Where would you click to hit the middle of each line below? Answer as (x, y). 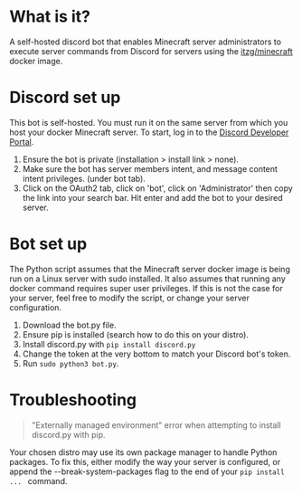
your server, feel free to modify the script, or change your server (130, 298)
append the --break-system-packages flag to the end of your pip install (147, 471)
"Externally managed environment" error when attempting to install (156, 425)
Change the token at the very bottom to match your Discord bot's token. (156, 354)
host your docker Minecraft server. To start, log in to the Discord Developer (149, 132)
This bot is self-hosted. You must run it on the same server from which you (149, 122)
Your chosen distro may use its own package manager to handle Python (143, 452)
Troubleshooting (73, 400)
